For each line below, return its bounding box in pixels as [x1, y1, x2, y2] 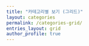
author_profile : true [6, 31, 61, 37]
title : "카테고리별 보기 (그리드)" [6, 8, 84, 15]
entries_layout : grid [6, 25, 61, 32]
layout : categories [6, 14, 56, 20]
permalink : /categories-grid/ [6, 20, 83, 26]
